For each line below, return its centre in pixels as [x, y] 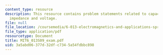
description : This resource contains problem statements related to [76, 14]
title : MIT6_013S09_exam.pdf [34, 41]
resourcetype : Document [29, 36]
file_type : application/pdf [33, 32]
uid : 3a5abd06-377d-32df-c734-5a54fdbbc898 [50, 45]
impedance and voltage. [33, 18]
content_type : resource [29, 9]
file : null [16, 23]
